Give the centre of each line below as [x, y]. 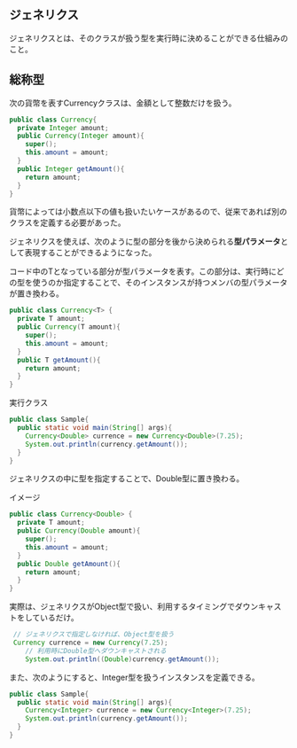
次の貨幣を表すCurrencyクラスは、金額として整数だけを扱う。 [123, 103]
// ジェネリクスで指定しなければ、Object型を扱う [94, 635]
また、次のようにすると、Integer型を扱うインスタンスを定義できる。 [134, 677]
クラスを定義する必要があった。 [67, 222]
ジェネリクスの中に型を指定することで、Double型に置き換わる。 [127, 479]
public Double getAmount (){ [69, 564]
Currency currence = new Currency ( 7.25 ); [90, 643]
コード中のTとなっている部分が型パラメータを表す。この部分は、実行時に [143, 271]
